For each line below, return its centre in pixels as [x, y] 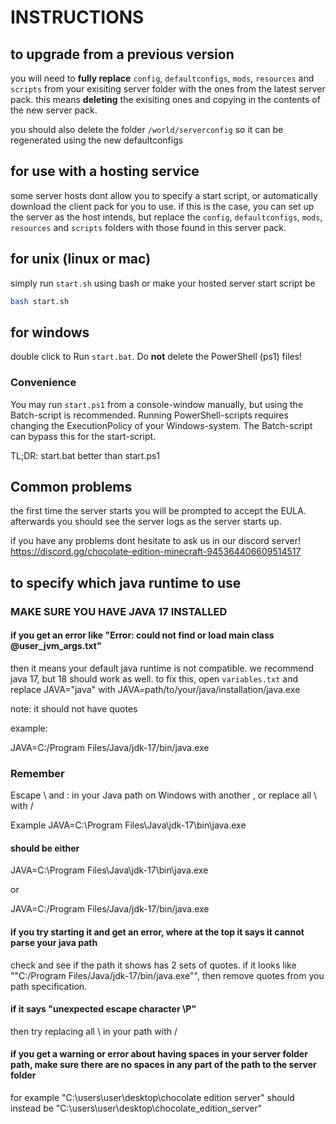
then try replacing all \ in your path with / [94, 1031]
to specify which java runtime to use [126, 582]
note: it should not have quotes [74, 708]
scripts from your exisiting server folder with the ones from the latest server [168, 89]
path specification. [49, 986]
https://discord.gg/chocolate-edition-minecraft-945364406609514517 [156, 552]
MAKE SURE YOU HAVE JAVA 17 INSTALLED [119, 611]
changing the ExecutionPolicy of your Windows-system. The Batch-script [161, 425]
